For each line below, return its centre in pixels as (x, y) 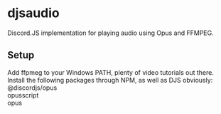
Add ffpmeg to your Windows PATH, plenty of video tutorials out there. (111, 72)
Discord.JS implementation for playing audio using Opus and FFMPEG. (111, 33)
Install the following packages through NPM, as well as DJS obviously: (110, 80)
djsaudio (34, 13)
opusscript (23, 95)
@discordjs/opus (32, 88)
